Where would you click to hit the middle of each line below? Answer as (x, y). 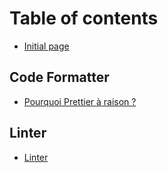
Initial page (46, 46)
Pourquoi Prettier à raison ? (80, 101)
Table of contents (84, 18)
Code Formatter (59, 77)
